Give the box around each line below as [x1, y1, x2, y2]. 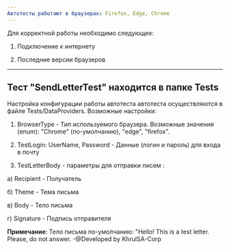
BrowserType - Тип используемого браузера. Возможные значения [16, 121, 214, 129]
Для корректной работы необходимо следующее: [7, 29, 154, 37]
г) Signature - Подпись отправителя [7, 214, 112, 223]
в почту [16, 148, 40, 156]
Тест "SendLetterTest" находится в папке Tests [7, 82, 219, 93]
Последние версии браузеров [16, 55, 106, 64]
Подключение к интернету [16, 42, 96, 50]
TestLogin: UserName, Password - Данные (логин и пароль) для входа [16, 141, 221, 149]
